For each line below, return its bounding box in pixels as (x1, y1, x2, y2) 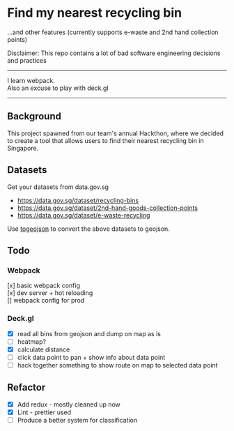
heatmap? (17, 337, 47, 346)
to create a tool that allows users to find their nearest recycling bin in (7, 136, 204, 144)
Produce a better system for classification (17, 416, 138, 424)
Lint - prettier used (17, 408, 72, 416)
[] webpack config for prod (7, 296, 85, 305)
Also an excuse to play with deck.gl (7, 84, 109, 92)
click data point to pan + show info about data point (17, 353, 166, 361)
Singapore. (7, 144, 39, 152)
